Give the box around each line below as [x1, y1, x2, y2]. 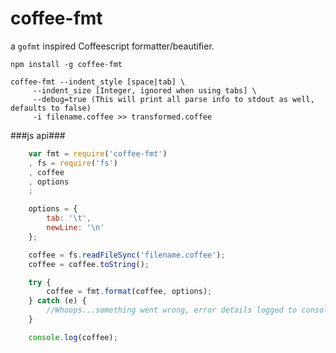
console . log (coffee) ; [28, 332, 118, 342]
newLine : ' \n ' [46, 223, 105, 233]
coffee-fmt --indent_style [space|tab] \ [10, 77, 186, 87]
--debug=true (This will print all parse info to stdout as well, [32, 94, 315, 104]
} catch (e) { [28, 296, 87, 306]
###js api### [10, 129, 66, 141]
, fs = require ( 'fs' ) [28, 158, 118, 168]
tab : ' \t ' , [46, 213, 92, 224]
